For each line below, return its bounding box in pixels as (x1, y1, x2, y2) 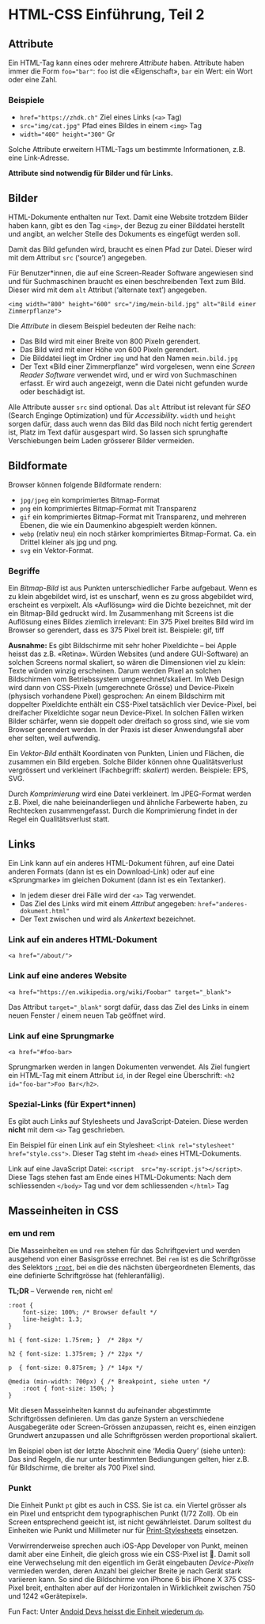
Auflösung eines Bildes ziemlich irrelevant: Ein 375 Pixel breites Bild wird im (8, 617, 255, 627)
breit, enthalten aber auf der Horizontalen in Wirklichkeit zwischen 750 (25, 1583, 256, 1592)
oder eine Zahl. (8, 75, 58, 84)
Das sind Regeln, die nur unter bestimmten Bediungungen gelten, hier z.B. (8, 1454, 249, 1463)
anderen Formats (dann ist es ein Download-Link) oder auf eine (8, 867, 215, 876)
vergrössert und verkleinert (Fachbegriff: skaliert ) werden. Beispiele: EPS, (8, 765, 249, 775)
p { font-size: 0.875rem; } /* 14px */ (8, 1364, 144, 1372)
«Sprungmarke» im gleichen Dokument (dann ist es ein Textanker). (8, 875, 226, 885)
